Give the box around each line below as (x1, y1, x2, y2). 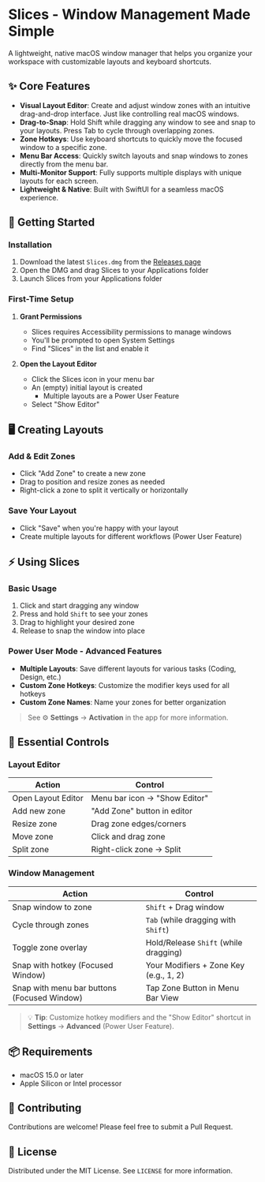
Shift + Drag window (145, 901, 225, 912)
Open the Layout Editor (19, 359, 97, 368)
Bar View (145, 992, 179, 1003)
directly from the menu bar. (19, 159, 109, 169)
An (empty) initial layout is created (31, 383, 144, 392)
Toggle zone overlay (12, 941, 88, 952)
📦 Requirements (8, 1045, 93, 1059)
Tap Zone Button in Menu (145, 982, 239, 993)
